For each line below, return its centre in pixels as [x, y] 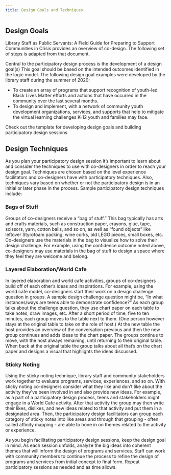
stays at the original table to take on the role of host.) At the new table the [82, 324]
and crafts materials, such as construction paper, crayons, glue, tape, [78, 224]
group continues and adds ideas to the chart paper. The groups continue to [84, 335]
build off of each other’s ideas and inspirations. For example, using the [79, 286]
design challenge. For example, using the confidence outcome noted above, [85, 245]
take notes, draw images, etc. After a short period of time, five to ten [77, 313]
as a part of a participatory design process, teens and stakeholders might [82, 398]
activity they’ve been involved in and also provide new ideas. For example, [83, 392]
